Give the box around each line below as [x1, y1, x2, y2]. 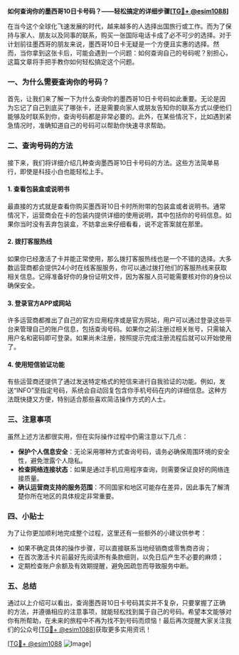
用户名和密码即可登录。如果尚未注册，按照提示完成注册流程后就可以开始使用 [7, 334, 232, 342]
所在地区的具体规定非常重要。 [30, 491, 118, 500]
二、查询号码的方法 [7, 141, 73, 151]
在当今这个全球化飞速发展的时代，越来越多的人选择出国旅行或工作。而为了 [7, 22, 225, 31]
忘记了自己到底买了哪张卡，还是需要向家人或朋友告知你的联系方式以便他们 [13, 103, 232, 112]
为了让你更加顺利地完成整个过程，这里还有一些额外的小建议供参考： [7, 529, 207, 537]
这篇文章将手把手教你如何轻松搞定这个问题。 [7, 58, 139, 66]
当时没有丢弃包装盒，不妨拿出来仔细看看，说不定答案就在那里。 [19, 220, 207, 228]
